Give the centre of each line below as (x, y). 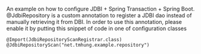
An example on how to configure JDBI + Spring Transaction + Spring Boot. (100, 9)
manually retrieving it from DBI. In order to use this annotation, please (94, 22)
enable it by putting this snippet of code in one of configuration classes (97, 28)
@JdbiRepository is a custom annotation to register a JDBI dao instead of (99, 15)
